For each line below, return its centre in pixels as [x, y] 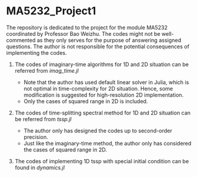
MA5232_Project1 [51, 11]
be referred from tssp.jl [43, 119]
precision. [36, 137]
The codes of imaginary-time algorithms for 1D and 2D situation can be [102, 64]
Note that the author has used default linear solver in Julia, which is [106, 82]
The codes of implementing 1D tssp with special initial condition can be [102, 161]
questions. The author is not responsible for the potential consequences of [98, 46]
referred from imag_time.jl [47, 70]
